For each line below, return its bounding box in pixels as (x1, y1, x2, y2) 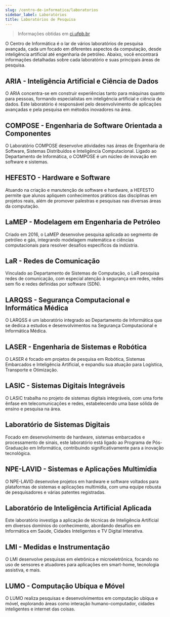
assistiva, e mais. (5, 567, 41, 573)
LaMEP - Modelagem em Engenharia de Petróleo (5, 218, 161, 226)
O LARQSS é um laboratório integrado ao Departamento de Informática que (5, 317, 162, 323)
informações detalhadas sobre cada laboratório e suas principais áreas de (5, 57, 160, 63)
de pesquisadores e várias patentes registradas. (5, 489, 106, 495)
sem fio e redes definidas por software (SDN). (5, 281, 101, 287)
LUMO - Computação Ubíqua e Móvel (5, 581, 125, 590)
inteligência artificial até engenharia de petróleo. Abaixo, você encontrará (5, 51, 158, 57)
